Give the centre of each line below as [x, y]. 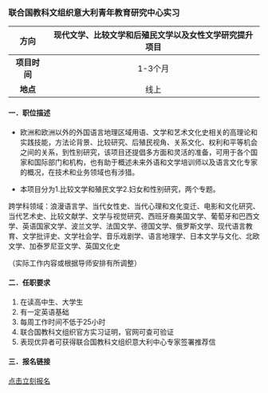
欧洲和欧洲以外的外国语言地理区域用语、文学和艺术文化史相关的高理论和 [138, 132]
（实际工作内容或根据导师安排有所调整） [75, 263]
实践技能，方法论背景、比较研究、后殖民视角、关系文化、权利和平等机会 [138, 142]
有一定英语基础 [44, 312]
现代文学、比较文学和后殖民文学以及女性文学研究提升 [153, 35]
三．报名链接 [29, 362]
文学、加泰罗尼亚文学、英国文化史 [64, 246]
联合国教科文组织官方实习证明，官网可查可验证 [97, 331]
